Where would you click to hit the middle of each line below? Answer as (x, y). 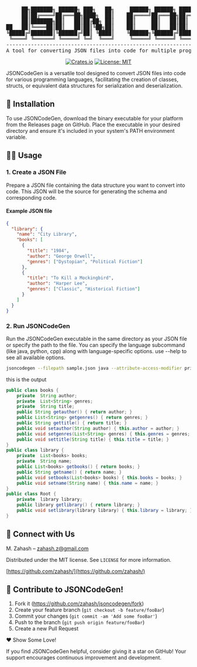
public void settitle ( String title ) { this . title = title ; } (93, 439)
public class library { (35, 450)
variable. (17, 137)
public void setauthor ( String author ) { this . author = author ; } (98, 428)
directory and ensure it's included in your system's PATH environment (90, 130)
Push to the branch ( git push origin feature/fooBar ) (79, 622)
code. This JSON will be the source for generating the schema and (86, 191)
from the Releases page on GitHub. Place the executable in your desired (93, 125)
